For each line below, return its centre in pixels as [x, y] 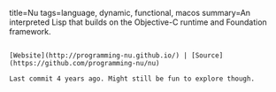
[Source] [207, 56]
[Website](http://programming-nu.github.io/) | [99, 56]
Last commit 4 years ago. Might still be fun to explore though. [132, 79]
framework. [30, 31]
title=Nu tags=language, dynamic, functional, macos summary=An [130, 13]
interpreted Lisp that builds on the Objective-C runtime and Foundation [138, 22]
